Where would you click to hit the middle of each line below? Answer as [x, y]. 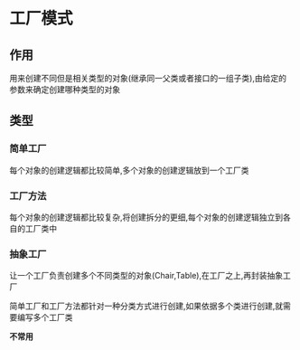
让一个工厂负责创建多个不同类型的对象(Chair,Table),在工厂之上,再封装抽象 [146, 276]
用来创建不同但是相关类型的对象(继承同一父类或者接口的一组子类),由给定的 [148, 78]
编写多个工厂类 [45, 317]
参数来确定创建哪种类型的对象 [65, 90]
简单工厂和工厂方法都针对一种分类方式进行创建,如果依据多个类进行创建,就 [146, 306]
